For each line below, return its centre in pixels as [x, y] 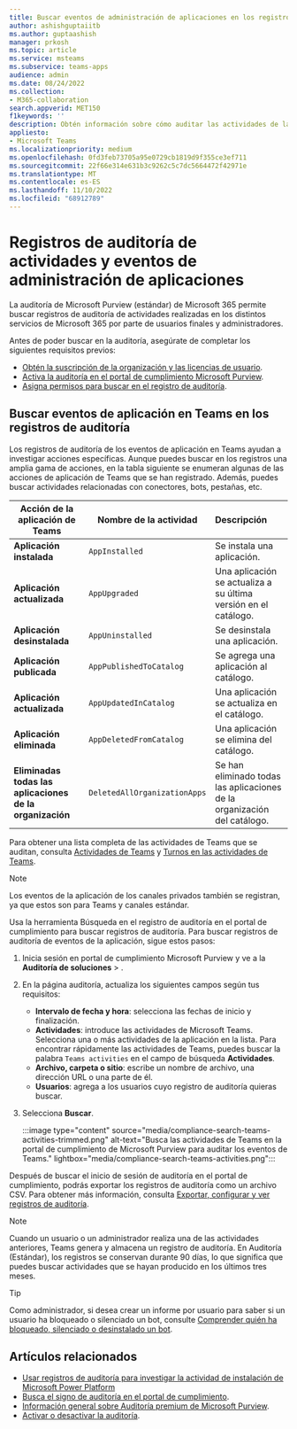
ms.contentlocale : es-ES [55, 183]
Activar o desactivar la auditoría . [81, 1416]
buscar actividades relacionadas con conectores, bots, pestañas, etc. [136, 486]
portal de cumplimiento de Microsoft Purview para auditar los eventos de [155, 1149]
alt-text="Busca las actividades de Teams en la [196, 1139]
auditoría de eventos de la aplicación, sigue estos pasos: [112, 941]
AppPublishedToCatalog [136, 666]
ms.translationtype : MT [53, 174]
